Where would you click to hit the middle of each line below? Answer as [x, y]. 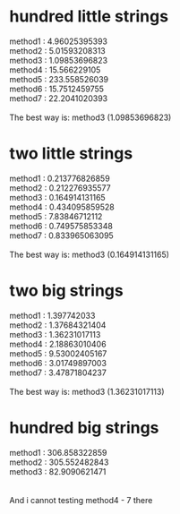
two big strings [66, 291]
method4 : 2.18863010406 [58, 344]
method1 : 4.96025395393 [59, 41]
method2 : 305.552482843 [59, 462]
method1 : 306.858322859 [58, 452]
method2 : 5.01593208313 [57, 50]
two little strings [71, 154]
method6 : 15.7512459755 [57, 89]
